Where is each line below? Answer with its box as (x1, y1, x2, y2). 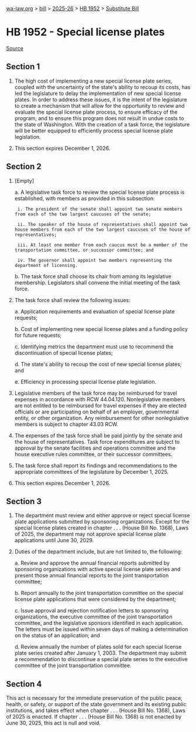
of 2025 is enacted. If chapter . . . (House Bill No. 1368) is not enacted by (6, 713, 182, 720)
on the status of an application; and (14, 632, 101, 639)
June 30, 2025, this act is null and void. (6, 720, 101, 727)
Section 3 (6, 496, 42, 506)
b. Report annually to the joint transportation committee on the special (14, 590, 184, 597)
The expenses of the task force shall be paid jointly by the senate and (14, 432, 183, 439)
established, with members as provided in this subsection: (14, 194, 155, 201)
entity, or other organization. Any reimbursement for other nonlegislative (14, 414, 189, 421)
